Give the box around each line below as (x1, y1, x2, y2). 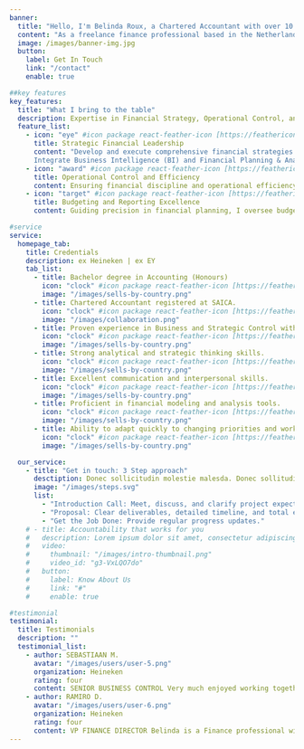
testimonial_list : (17, 642, 88, 651)
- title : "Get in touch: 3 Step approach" (25, 466, 188, 475)
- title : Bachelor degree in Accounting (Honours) (33, 273, 229, 282)
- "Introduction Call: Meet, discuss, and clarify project (42, 499, 270, 508)
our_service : (17, 458, 67, 467)
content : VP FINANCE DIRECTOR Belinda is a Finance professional (33, 725, 285, 735)
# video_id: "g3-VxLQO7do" (25, 558, 144, 568)
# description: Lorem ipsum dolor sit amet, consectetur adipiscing (25, 533, 298, 543)
